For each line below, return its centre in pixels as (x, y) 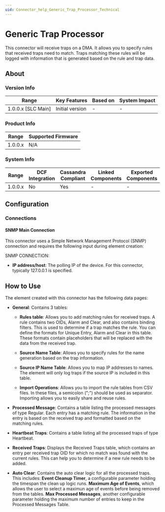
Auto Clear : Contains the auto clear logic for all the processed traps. (82, 473)
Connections (21, 219)
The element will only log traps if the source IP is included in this (85, 373)
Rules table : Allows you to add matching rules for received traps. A (87, 317)
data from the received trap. (48, 343)
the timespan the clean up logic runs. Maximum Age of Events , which (83, 483)
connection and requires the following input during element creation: (74, 246)
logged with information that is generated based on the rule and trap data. (80, 58)
